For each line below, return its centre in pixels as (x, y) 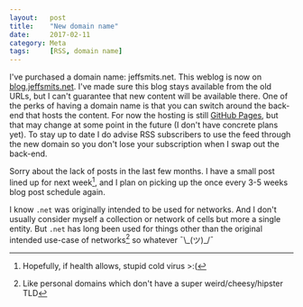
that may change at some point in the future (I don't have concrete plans (144, 125)
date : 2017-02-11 (50, 34)
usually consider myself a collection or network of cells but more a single (145, 219)
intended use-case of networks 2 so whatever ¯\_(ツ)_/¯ (112, 238)
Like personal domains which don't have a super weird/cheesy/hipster (153, 284)
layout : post (38, 18)
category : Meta (38, 43)
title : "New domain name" (64, 26)
